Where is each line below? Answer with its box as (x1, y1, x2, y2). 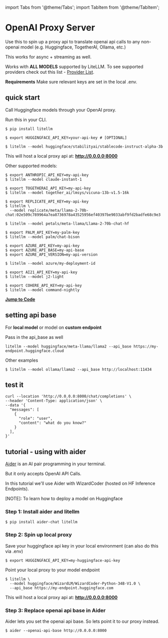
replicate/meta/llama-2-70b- (27, 208, 89, 213)
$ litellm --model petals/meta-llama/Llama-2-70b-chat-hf (5, 221, 129, 226)
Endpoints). (5, 486, 29, 492)
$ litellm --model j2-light (5, 274, 64, 279)
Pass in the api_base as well (5, 334, 64, 340)
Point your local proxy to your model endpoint (5, 567, 100, 573)
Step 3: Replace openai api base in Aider (5, 607, 106, 614)
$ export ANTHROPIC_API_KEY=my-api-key (5, 172, 89, 177)
